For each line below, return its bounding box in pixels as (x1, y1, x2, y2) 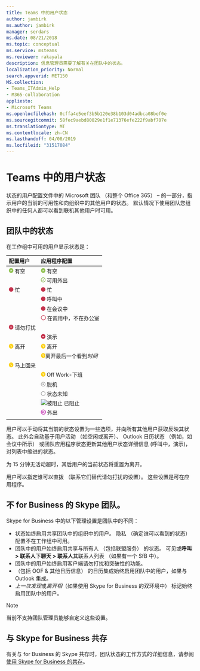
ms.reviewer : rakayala (6, 54, 63, 60)
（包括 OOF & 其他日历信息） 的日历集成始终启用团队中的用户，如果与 (14, 567, 187, 575)
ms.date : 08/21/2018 (6, 35, 58, 41)
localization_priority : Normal (6, 67, 84, 72)
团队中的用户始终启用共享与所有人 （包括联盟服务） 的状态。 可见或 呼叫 (14, 545, 192, 552)
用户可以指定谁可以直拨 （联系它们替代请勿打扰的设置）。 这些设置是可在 (6, 473, 184, 480)
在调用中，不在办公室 (47, 315, 100, 322)
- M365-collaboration (6, 92, 60, 98)
